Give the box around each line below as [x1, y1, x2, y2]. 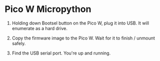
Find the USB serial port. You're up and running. [11, 50, 111, 56]
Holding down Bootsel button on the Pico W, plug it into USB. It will [11, 20, 149, 26]
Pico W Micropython [4, 3, 91, 15]
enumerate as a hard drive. [11, 25, 68, 31]
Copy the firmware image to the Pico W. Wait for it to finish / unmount [11, 35, 155, 41]
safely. [11, 40, 26, 46]
